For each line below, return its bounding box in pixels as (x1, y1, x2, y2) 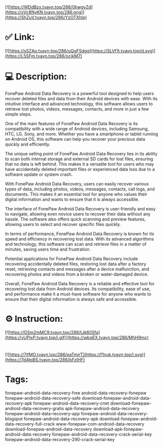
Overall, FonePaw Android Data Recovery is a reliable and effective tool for (5, 280, 155, 286)
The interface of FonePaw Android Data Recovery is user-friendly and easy (5, 205, 156, 211)
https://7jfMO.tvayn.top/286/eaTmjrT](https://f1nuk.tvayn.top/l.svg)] (9, 352, 145, 357)
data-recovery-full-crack (5, 421, 55, 427)
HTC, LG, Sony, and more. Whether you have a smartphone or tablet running (5, 131, 158, 137)
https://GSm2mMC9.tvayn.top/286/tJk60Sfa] (9, 329, 101, 335)
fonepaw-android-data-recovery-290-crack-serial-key (5, 436, 115, 442)
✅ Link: (5, 32, 35, 43)
